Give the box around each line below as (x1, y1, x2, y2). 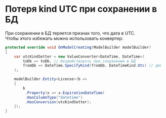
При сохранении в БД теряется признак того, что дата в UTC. (5, 30, 136, 36)
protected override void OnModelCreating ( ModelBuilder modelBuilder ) (5, 45, 152, 50)
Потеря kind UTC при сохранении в (5, 3, 157, 15)
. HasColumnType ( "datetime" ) (25, 95, 83, 100)
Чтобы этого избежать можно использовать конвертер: (5, 35, 124, 41)
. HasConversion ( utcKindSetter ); (25, 99, 92, 104)
